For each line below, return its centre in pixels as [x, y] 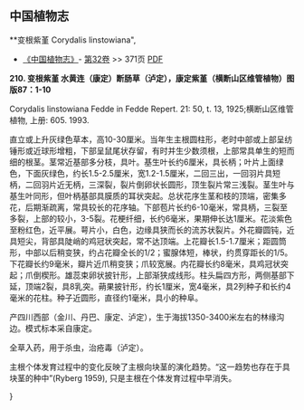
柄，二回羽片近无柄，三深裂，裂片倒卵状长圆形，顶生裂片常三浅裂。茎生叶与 [152, 185]
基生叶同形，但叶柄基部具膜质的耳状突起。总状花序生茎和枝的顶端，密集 [144, 195]
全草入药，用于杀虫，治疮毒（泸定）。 [79, 348]
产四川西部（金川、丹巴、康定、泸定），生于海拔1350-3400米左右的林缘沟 [147, 317]
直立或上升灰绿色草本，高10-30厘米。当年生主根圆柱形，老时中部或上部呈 [147, 139]
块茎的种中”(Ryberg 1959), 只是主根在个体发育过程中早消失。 [123, 377]
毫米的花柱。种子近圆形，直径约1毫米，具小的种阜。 [106, 298]
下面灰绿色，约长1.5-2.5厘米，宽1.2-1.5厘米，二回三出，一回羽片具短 [153, 173]
